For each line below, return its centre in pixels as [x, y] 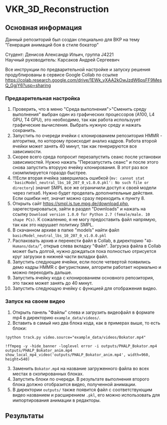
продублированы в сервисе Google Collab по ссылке [62, 75]
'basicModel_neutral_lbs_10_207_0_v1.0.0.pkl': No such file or [81, 183]
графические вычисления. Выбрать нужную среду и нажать [77, 125]
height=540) [17, 359]
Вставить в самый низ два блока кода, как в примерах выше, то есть [86, 323]
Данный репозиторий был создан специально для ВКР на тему [73, 39]
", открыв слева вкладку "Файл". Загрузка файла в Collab [100, 246]
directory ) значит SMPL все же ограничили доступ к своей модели [84, 188]
